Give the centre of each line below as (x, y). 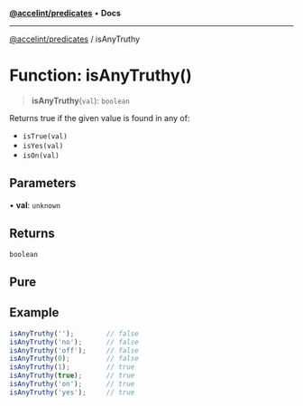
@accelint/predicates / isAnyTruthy (75, 39)
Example (34, 312)
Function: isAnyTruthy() (101, 76)
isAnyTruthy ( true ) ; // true (72, 376)
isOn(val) (41, 156)
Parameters (43, 183)
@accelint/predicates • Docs (65, 13)
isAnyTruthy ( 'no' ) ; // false (74, 342)
